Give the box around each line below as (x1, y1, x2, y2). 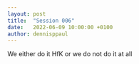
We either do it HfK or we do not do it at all (7, 50, 133, 58)
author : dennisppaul (7, 30, 69, 38)
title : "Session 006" (7, 17, 75, 24)
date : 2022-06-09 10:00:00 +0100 (7, 23, 113, 31)
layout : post (7, 10, 46, 18)
